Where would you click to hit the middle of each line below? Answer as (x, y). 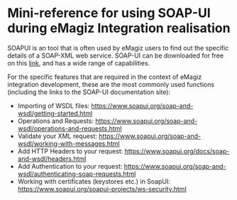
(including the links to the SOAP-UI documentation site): (89, 92)
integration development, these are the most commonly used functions (111, 84)
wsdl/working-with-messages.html (69, 143)
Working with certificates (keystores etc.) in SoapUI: (94, 181)
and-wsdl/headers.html (52, 159)
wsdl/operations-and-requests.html (70, 128)
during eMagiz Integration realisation (119, 28)
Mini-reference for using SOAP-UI (109, 13)
